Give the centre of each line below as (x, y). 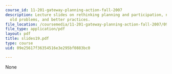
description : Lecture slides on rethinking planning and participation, (84, 15)
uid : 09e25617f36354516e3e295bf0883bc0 (48, 48)
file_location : (21, 24)
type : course (19, 43)
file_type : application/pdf (35, 29)
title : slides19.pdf (27, 39)
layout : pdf (18, 34)
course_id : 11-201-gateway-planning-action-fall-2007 (64, 10)
